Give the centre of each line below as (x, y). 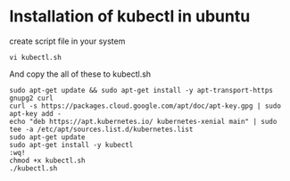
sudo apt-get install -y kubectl (71, 144)
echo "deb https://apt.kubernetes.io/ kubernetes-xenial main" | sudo (143, 121)
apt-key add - (36, 113)
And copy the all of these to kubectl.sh (80, 74)
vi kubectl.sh (36, 57)
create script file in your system (67, 41)
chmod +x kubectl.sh (48, 160)
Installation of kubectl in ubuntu (130, 16)
